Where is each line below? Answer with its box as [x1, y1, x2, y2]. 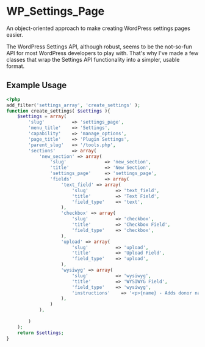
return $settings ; [17, 329, 64, 336]
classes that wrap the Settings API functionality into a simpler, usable [6, 56, 180, 63]
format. [6, 62, 25, 70]
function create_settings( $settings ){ [6, 108, 111, 114]
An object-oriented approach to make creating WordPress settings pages [6, 24, 190, 32]
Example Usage [6, 80, 67, 91]
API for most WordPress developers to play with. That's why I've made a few [6, 49, 199, 56]
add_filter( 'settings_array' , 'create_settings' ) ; [6, 102, 140, 108]
